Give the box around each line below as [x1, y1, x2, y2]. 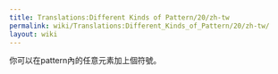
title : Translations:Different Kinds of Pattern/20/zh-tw [9, 12, 230, 22]
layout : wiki [9, 29, 58, 38]
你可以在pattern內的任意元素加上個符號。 [9, 55, 162, 66]
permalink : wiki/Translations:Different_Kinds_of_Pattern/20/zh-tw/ [9, 21, 270, 30]
